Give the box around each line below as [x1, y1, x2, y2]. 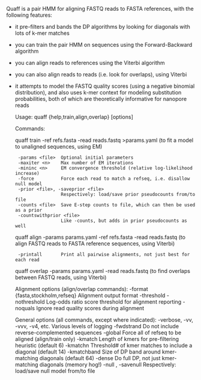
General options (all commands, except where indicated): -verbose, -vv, [14, 316, 194, 323]
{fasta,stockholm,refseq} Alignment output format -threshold [14, 292, 166, 299]
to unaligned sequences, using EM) [14, 143, 103, 150]
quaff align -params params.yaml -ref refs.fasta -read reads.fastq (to [14, 234, 186, 241]
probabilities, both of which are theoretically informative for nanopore [14, 96, 187, 102]
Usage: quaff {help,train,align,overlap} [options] [14, 114, 133, 120]
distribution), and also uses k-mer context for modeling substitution [14, 89, 182, 96]
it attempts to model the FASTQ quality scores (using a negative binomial [14, 82, 195, 90]
